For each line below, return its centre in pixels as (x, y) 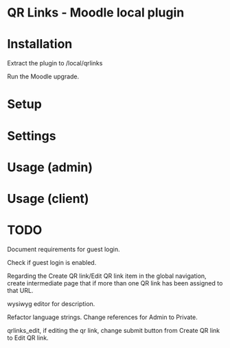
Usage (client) (48, 198)
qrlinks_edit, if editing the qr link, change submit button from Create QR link (114, 330)
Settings (32, 136)
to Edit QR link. (28, 338)
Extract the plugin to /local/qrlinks (55, 63)
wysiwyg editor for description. (51, 303)
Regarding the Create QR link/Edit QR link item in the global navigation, (107, 276)
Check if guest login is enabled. (52, 262)
